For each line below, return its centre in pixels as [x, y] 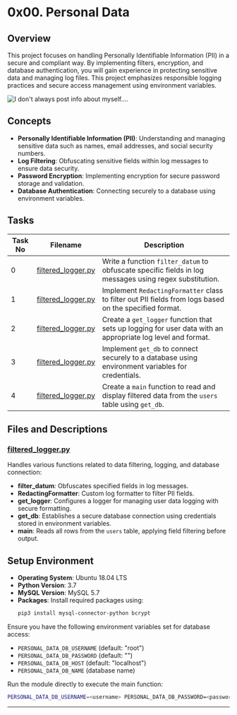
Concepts [29, 121]
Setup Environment [50, 561]
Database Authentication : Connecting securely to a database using [116, 191]
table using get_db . [133, 404]
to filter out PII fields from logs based [163, 299]
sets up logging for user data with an [163, 328]
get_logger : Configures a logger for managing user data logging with [118, 501]
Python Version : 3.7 [47, 585]
